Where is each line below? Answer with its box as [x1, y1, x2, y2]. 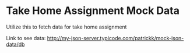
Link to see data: [6, 34, 46, 41]
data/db [6, 41, 25, 48]
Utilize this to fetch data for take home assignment [6, 23, 127, 30]
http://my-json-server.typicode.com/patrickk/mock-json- [47, 34, 184, 41]
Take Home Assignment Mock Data [6, 4, 180, 17]
